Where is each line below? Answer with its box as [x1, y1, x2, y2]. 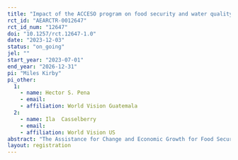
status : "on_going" [7, 43, 65, 50]
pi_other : [7, 76, 37, 84]
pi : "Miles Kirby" [7, 69, 62, 76]
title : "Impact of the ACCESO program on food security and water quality [7, 10, 233, 18]
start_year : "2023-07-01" [7, 57, 84, 64]
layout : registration [7, 142, 72, 149]
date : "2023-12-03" [7, 37, 65, 44]
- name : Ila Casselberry [20, 115, 97, 122]
